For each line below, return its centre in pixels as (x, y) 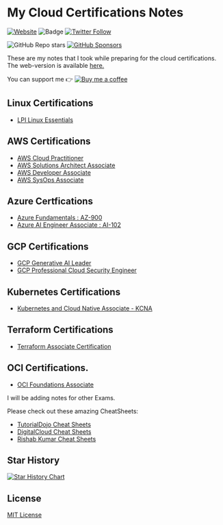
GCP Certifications (48, 246)
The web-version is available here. (56, 65)
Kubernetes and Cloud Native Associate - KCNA (84, 308)
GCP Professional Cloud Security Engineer (77, 270)
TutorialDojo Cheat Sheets (54, 424)
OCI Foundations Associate (55, 384)
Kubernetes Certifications (64, 292)
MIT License (25, 515)
